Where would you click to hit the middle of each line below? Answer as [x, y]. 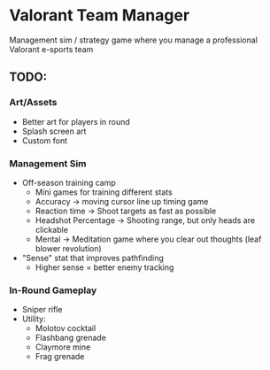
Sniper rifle [42, 310]
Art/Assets [33, 103]
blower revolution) [68, 248]
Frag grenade [60, 357]
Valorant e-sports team [51, 49]
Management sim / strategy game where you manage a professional [134, 40]
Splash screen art [54, 131]
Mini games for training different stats [104, 192]
